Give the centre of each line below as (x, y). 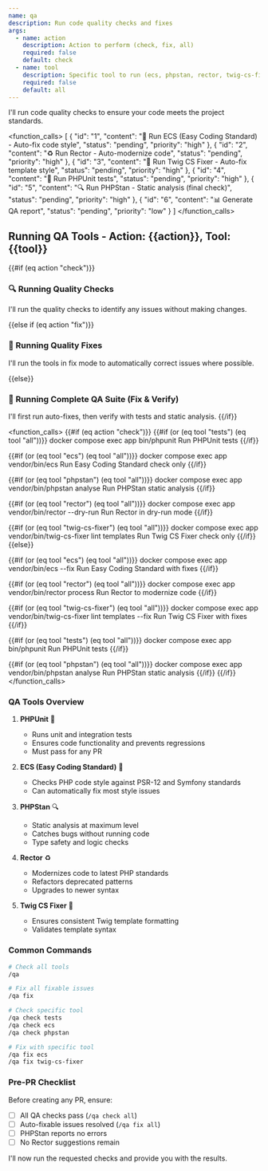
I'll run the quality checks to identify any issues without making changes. (128, 310)
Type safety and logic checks (80, 842)
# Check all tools (39, 967)
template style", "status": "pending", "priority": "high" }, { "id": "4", (117, 170)
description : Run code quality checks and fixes (91, 23)
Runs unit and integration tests (82, 735)
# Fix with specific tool (51, 1047)
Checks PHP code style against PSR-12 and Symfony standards (136, 783)
